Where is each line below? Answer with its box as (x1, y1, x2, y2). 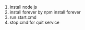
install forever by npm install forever (9, 9, 81, 15)
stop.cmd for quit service (9, 19, 60, 25)
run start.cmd (9, 15, 37, 20)
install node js (9, 4, 37, 10)
